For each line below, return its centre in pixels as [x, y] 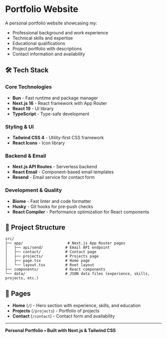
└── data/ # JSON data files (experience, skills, [78, 274]
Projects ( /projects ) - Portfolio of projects [56, 311]
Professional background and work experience [60, 32]
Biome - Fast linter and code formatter [52, 201]
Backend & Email [26, 156]
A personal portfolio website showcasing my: [51, 23]
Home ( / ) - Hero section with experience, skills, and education [76, 306]
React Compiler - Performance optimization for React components [81, 212]
